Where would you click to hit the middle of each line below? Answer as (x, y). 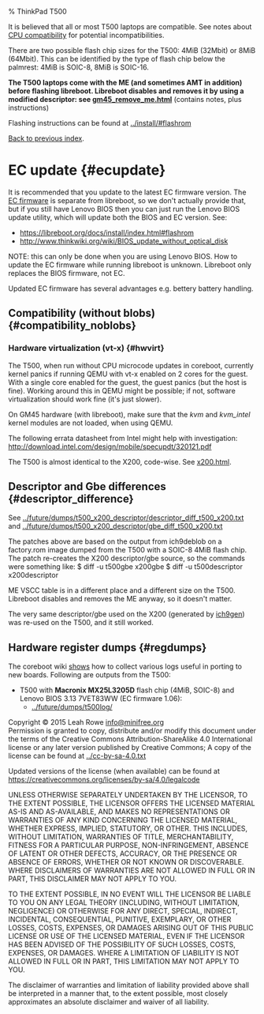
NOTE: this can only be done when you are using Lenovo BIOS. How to (123, 256)
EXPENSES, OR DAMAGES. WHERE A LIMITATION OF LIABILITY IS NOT (124, 953)
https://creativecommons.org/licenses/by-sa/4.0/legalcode (104, 780)
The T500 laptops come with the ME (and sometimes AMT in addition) (125, 83)
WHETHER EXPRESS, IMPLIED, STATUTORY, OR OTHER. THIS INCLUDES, (128, 828)
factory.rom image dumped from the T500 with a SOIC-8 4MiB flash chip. (127, 550)
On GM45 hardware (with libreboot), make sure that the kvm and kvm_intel (129, 414)
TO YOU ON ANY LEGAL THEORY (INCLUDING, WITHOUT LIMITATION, (124, 903)
